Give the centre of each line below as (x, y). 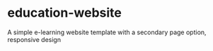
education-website (64, 13)
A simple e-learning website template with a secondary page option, (107, 32)
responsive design (34, 39)
